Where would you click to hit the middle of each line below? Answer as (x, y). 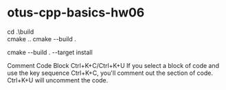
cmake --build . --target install (50, 52)
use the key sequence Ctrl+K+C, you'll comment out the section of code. (110, 73)
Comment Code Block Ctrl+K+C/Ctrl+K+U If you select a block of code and (113, 65)
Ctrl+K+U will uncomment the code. (58, 80)
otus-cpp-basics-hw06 (76, 13)
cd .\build (21, 32)
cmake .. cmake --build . (42, 38)
